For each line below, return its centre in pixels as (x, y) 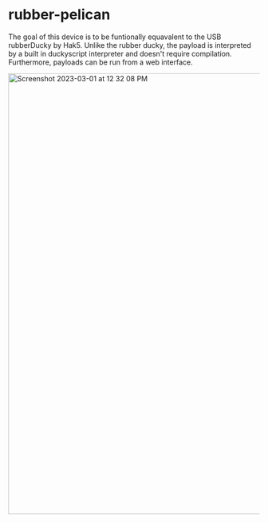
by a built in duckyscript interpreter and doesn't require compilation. (120, 53)
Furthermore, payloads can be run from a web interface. (100, 62)
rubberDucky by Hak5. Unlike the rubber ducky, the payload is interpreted (130, 45)
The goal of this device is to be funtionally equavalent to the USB (115, 37)
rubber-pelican (59, 15)
